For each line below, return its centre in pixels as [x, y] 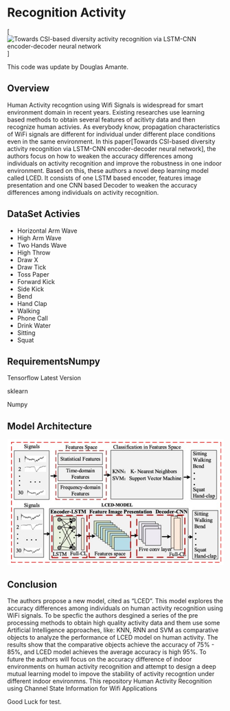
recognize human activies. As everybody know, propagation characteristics [114, 127]
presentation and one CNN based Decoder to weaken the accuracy [102, 185]
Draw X [27, 259]
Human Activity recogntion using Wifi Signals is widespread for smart [105, 105]
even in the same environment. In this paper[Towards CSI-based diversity [111, 141]
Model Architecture [50, 426]
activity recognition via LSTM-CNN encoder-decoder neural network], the [112, 148]
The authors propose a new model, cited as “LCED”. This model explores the [115, 601]
